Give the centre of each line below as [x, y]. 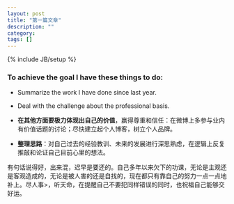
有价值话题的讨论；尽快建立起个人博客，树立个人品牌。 [96, 129]
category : [22, 33]
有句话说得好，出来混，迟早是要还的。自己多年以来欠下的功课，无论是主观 [114, 167]
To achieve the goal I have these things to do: [85, 77]
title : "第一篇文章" [34, 20]
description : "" [31, 26]
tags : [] [20, 40]
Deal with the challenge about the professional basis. [93, 106]
